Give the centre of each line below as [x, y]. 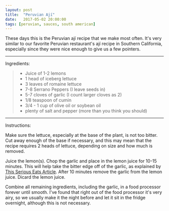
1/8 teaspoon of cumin [48, 100]
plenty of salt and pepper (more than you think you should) [86, 111]
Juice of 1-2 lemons [46, 73]
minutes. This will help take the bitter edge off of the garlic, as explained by [83, 167]
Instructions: [18, 125]
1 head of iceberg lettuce [51, 79]
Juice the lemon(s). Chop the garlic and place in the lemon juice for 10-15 [81, 161]
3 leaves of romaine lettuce [53, 84]
